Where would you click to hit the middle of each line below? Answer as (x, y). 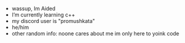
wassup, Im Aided (34, 9)
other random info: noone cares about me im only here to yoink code (95, 34)
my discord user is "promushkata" (53, 21)
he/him (20, 27)
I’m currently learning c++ (43, 15)
